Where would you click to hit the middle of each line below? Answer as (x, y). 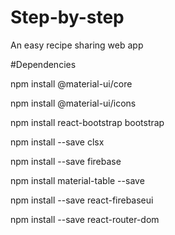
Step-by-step (67, 17)
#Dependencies (43, 64)
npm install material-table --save (77, 180)
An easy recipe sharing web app (77, 45)
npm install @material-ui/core (71, 83)
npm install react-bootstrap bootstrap (87, 122)
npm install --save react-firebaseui (82, 200)
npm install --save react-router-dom (85, 219)
